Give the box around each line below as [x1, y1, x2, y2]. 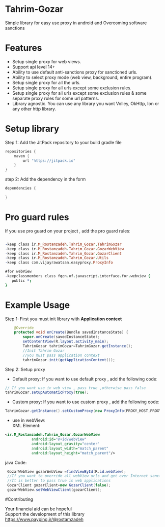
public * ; [11, 278, 32, 283]
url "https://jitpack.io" [23, 158, 76, 163]
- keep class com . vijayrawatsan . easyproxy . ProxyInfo [5, 260, 113, 265]
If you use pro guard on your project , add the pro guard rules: [5, 228, 131, 234]
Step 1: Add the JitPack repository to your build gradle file [5, 139, 122, 145]
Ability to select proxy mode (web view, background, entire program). [12, 74, 153, 80]
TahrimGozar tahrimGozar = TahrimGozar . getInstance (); [23, 344, 133, 349]
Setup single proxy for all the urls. [12, 79, 81, 85]
